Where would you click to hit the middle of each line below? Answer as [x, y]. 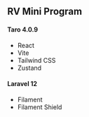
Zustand [29, 68]
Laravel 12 [22, 84]
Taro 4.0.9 [23, 29]
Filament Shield [40, 107]
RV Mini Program [45, 12]
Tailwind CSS [36, 60]
